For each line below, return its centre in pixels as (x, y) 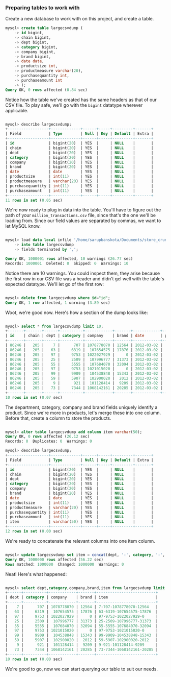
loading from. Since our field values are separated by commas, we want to (83, 221)
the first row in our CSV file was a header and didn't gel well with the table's (85, 279)
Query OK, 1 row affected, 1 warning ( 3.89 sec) (58, 303)
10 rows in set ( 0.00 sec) (34, 659)
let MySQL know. (23, 226)
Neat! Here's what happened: (36, 574)
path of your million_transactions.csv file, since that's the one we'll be (81, 215)
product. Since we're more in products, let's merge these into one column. (83, 413)
